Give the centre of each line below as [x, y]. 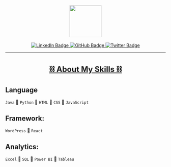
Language [22, 90]
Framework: [25, 118]
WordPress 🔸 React [24, 131]
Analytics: [22, 147]
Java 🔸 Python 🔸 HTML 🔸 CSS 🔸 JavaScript [47, 102]
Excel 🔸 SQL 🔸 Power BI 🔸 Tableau [40, 159]
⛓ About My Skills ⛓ [85, 69]
